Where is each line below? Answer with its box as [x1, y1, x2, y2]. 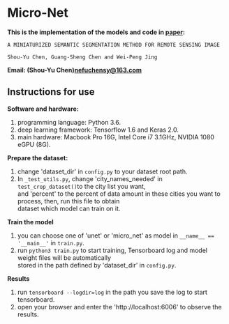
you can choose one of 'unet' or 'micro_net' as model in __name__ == [17, 231, 214, 240]
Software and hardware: [7, 105, 79, 113]
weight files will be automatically [17, 253, 112, 262]
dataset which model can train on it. [17, 204, 121, 213]
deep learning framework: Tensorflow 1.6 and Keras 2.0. [17, 125, 179, 134]
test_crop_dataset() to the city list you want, [17, 182, 146, 190]
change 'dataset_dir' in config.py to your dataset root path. [17, 167, 188, 176]
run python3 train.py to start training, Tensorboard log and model [17, 246, 208, 254]
